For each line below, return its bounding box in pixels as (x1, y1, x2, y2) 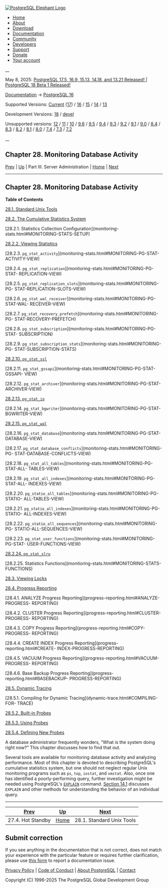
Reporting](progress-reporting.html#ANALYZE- (61, 595, 160, 601)
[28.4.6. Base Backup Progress (5, 670, 69, 676)
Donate (12, 52, 28, 58)
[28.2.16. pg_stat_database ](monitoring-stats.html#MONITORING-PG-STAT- (5, 430, 161, 436)
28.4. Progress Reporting (5, 585, 57, 591)
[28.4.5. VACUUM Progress (5, 655, 61, 661)
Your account (12, 57, 40, 63)
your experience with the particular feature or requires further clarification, (5, 852, 159, 858)
